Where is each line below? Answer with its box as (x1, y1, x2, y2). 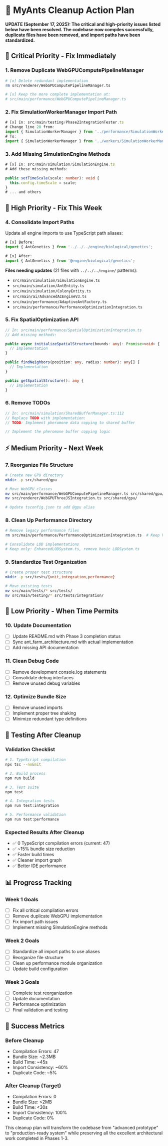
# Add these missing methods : (5, 166, 68, 171)
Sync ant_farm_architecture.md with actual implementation (12, 639, 134, 645)
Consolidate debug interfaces (12, 674, 74, 680)
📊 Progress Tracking (5, 878, 72, 887)
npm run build (5, 776, 35, 781)
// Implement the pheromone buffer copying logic (5, 429, 111, 434)
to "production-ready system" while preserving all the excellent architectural (5, 1130, 163, 1136)
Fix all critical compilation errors (12, 907, 78, 913)
